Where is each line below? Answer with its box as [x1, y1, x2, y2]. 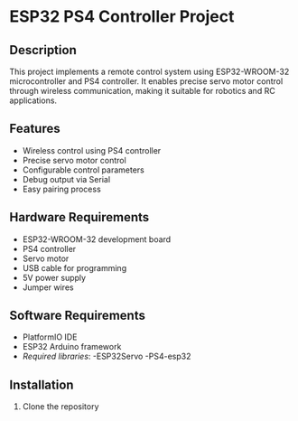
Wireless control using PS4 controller [22, 145, 162, 155]
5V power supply [22, 272, 87, 283]
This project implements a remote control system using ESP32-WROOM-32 [9, 66, 290, 77]
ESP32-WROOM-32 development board [22, 233, 172, 245]
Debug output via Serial [22, 173, 111, 184]
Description [9, 42, 77, 58]
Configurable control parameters [22, 164, 144, 175]
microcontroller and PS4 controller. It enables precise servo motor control [9, 76, 284, 87]
